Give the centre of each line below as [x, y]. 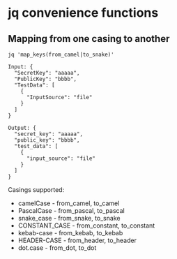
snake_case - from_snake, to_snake [69, 218]
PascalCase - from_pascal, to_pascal [71, 210]
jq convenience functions [83, 13]
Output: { [22, 128]
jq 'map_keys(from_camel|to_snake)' [61, 54]
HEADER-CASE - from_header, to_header [77, 240]
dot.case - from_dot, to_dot [57, 248]
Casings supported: [36, 190]
